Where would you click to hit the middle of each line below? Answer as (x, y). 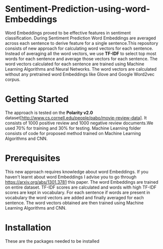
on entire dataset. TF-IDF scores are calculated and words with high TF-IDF (81, 187)
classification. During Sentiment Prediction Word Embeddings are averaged (81, 38)
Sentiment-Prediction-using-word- (78, 9)
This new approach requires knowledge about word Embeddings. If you (77, 172)
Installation (28, 228)
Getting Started (37, 99)
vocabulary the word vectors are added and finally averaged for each (74, 197)
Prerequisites (33, 158)
